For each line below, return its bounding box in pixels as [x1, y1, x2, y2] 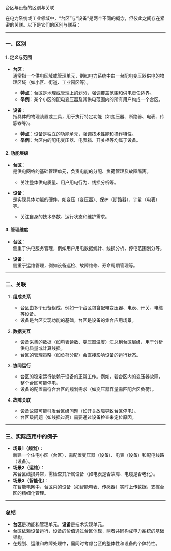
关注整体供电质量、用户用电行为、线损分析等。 [20, 179, 119, 185]
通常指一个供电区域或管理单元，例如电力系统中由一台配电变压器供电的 [12, 73, 160, 79]
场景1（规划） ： [12, 445, 44, 452]
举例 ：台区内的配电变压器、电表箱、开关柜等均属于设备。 [20, 137, 141, 143]
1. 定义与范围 [5, 54, 32, 60]
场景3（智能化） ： [12, 478, 49, 484]
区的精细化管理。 [12, 490, 49, 496]
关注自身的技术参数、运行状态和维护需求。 [20, 214, 110, 220]
